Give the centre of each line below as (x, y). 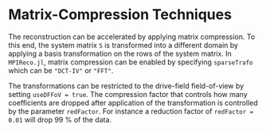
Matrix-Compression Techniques (120, 15)
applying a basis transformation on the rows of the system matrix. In (120, 53)
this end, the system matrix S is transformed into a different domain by (123, 45)
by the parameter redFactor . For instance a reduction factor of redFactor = (131, 111)
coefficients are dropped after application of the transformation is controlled (133, 103)
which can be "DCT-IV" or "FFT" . (61, 70)
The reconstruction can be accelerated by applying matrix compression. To (132, 37)
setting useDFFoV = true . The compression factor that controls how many (128, 94)
